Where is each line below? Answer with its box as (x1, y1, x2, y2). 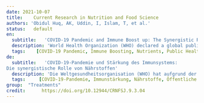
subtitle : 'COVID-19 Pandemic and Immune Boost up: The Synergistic (12, 37, 194, 43)
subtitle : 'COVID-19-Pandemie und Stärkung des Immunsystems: (12, 59, 178, 65)
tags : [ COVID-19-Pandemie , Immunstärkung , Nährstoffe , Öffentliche (12, 76, 197, 82)
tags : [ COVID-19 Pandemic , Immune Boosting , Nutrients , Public (12, 48, 183, 55)
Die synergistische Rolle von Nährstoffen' (6, 65, 118, 71)
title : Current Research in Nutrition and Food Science (6, 15, 159, 21)
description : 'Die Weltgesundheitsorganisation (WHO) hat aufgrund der (12, 71, 197, 77)
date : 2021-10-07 (6, 8, 50, 15)
